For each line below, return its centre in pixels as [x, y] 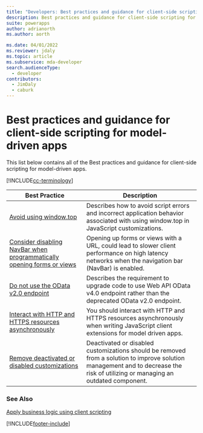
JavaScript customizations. [124, 228]
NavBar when [28, 249]
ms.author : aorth [28, 34]
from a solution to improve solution [136, 358]
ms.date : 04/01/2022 [32, 45]
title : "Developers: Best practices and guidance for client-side [92, 12]
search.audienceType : [34, 68]
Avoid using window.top [43, 217]
